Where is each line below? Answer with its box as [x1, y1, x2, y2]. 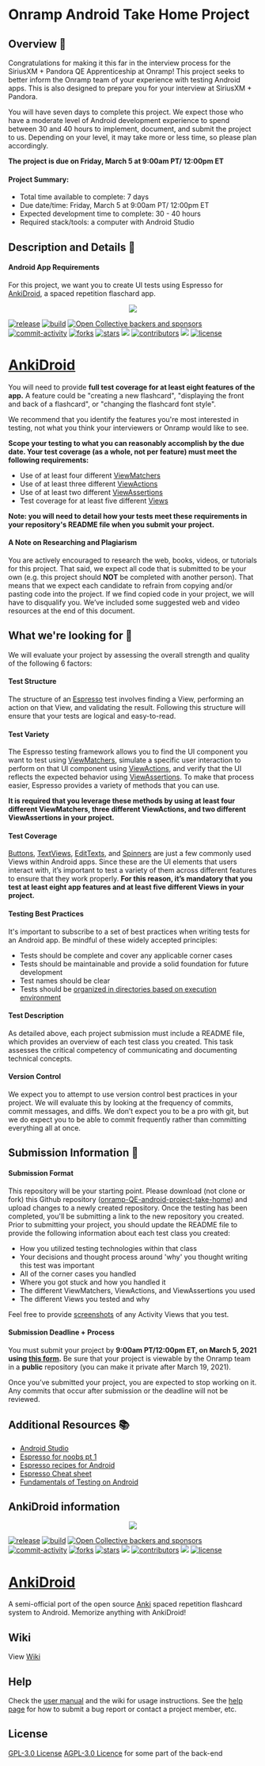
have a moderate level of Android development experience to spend [8, 116, 230, 125]
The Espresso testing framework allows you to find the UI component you [8, 747, 248, 757]
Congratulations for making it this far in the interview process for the [8, 58, 231, 67]
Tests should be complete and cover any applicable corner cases [19, 950, 233, 960]
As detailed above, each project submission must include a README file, [8, 1028, 245, 1038]
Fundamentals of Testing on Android [19, 1477, 138, 1487]
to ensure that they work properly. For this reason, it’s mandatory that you [8, 874, 253, 884]
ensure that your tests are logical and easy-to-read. [8, 711, 176, 720]
